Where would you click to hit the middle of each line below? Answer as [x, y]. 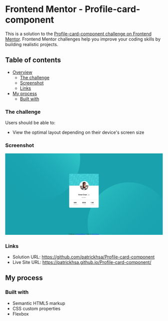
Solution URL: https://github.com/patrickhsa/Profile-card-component [83, 257]
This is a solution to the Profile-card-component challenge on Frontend [78, 34]
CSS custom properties [36, 308]
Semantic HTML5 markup [39, 303]
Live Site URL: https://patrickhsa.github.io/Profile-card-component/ [82, 262]
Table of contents [33, 60]
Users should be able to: [30, 123]
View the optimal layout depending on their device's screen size [78, 132]
